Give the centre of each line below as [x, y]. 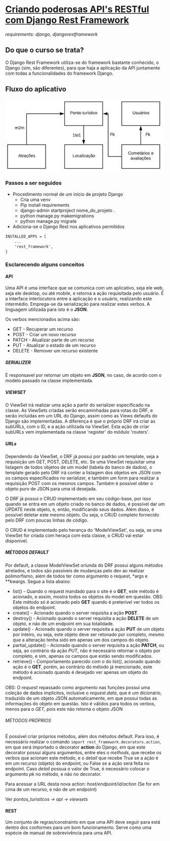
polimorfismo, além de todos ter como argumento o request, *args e [77, 576]
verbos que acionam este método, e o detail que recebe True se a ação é [82, 758]
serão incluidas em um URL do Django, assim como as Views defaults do [81, 415]
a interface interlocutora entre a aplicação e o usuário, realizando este [79, 299]
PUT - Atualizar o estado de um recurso [54, 345]
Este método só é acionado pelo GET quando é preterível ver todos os [86, 602]
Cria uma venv [35, 200]
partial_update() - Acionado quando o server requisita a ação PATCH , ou [88, 645]
